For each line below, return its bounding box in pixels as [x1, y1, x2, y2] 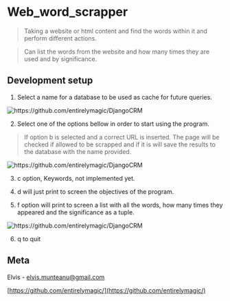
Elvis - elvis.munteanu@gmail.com [7, 273, 105, 281]
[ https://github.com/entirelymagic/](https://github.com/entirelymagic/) [7, 286, 206, 294]
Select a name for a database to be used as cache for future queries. [16, 93, 213, 101]
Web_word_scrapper [7, 4, 128, 20]
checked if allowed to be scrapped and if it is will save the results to [23, 140, 216, 148]
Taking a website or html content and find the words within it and [23, 27, 208, 35]
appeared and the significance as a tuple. [16, 208, 135, 216]
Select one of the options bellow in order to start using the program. [16, 120, 209, 128]
